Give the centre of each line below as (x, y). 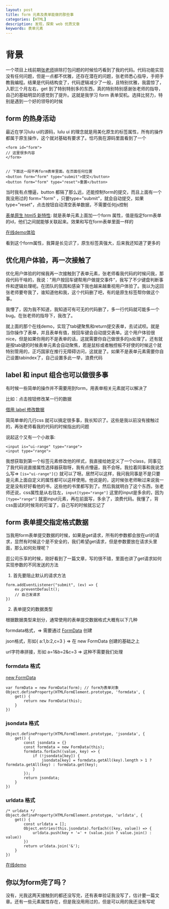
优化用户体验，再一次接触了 (49, 260)
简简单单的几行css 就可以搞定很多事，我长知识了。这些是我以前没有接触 (80, 420)
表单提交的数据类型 (33, 609)
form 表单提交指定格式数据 (47, 522)
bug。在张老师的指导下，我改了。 (41, 315)
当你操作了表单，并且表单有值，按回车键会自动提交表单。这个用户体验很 (80, 332)
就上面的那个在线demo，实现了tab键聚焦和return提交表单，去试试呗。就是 (83, 326)
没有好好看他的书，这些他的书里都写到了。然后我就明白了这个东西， (84, 486)
